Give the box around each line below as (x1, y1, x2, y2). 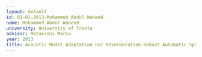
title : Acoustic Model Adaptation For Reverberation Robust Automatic (6, 42, 187, 48)
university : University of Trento (6, 25, 93, 31)
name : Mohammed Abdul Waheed (6, 20, 79, 26)
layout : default (6, 8, 47, 15)
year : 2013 (6, 36, 34, 42)
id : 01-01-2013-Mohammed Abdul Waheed (6, 14, 103, 20)
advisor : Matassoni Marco (6, 31, 71, 37)
